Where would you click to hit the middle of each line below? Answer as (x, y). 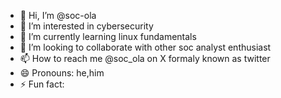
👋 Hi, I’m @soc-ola (58, 15)
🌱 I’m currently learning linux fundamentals (108, 36)
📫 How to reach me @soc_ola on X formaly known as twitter (145, 58)
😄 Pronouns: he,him (62, 73)
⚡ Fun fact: (42, 84)
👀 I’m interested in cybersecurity (86, 26)
